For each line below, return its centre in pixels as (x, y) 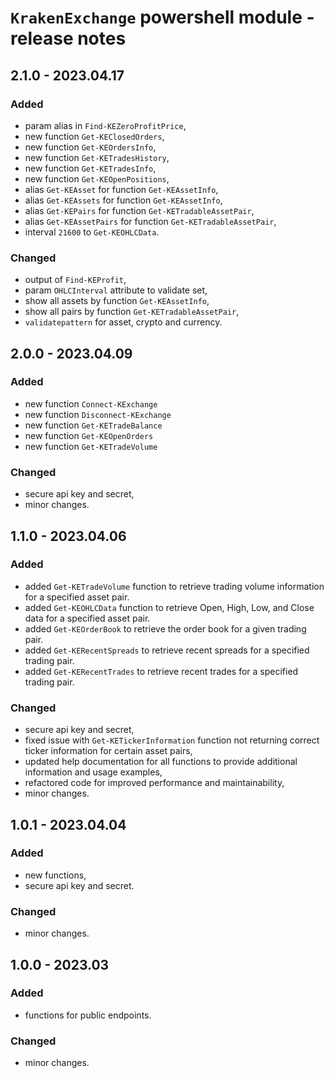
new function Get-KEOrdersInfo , (90, 147)
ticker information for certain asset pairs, (108, 751)
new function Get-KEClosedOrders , (94, 136)
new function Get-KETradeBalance (93, 425)
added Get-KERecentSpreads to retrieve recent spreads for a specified (167, 650)
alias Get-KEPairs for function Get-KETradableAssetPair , (139, 210)
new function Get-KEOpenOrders (89, 435)
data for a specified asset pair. (87, 618)
